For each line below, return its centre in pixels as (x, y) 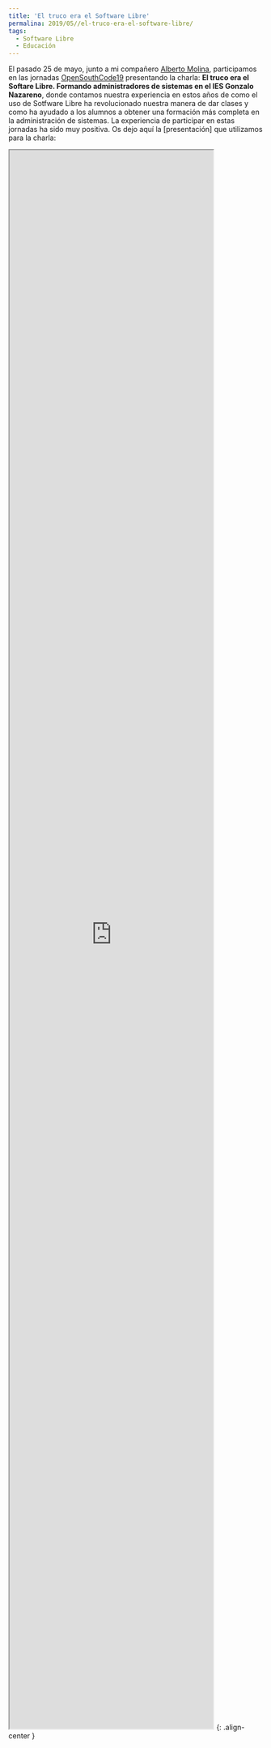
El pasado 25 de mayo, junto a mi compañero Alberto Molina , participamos (133, 69)
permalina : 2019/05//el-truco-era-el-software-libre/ (101, 23)
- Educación (36, 46)
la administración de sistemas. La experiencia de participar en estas (122, 121)
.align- (234, 1727)
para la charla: (32, 138)
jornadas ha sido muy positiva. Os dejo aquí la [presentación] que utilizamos (135, 130)
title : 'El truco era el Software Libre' (79, 16)
